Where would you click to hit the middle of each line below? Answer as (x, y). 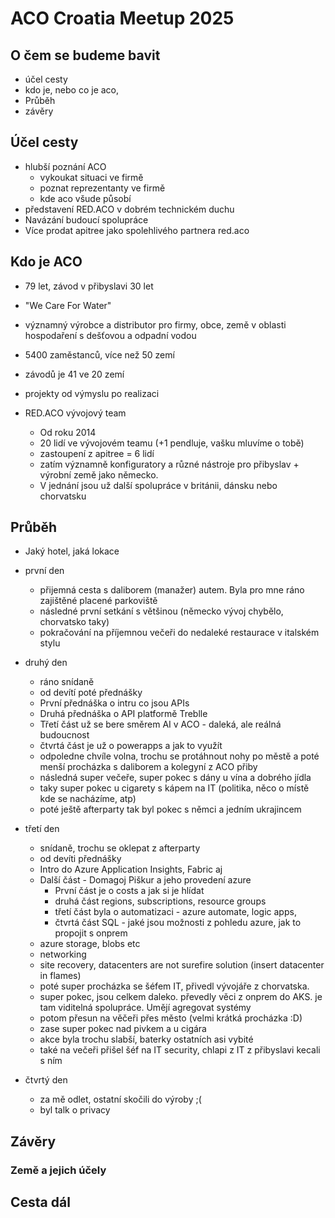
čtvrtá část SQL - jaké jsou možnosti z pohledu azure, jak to (178, 923)
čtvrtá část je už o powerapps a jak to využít (131, 746)
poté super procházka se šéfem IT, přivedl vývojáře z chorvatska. (174, 986)
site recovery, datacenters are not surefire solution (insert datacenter (182, 965)
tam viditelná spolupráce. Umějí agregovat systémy (145, 1008)
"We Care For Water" (68, 305)
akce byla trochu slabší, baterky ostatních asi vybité (146, 1039)
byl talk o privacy (75, 1110)
